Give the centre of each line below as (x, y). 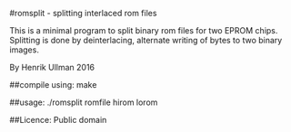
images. (24, 50)
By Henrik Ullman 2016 (52, 67)
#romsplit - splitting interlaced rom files (83, 13)
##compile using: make (53, 85)
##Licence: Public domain (58, 120)
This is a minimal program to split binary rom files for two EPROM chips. (144, 30)
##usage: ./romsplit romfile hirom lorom (84, 102)
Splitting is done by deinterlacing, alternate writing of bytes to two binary (146, 40)
